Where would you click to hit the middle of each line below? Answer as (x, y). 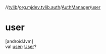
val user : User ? (21, 46)
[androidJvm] (19, 41)
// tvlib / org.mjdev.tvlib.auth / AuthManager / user (53, 7)
